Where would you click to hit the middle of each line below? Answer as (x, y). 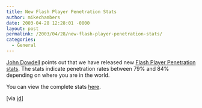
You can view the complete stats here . (54, 86)
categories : (21, 40)
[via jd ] (15, 98)
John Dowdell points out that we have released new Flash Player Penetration (101, 62)
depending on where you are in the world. (58, 75)
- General (24, 46)
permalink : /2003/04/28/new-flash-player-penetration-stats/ (84, 34)
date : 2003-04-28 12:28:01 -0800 (48, 23)
